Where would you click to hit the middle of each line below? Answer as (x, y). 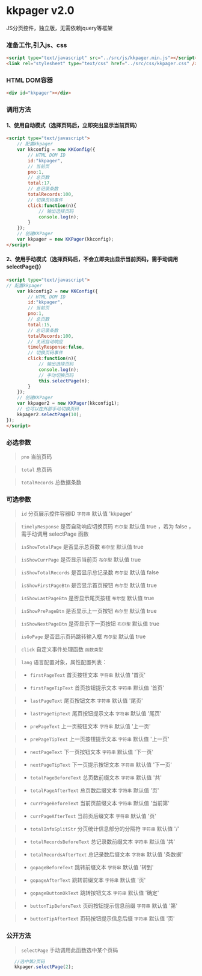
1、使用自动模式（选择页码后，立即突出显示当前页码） (73, 125)
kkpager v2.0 (40, 11)
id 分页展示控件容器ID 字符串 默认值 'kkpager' (77, 514)
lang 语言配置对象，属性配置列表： (64, 662)
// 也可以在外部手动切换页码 (48, 409)
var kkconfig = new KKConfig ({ (56, 150)
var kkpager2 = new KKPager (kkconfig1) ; (68, 404)
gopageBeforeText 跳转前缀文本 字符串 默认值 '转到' (92, 867)
